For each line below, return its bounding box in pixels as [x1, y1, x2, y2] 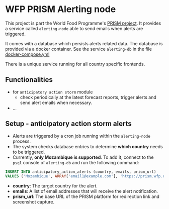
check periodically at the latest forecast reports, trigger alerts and [20, 94, 157, 100]
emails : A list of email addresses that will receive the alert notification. [12, 188, 158, 194]
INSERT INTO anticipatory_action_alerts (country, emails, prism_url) [5, 169, 156, 174]
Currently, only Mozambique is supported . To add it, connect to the [12, 154, 154, 160]
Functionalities [5, 75, 53, 84]
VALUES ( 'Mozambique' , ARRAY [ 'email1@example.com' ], [5, 174, 118, 179]
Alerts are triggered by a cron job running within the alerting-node [12, 133, 151, 139]
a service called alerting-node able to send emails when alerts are [5, 25, 143, 31]
